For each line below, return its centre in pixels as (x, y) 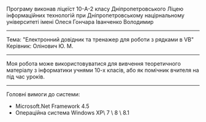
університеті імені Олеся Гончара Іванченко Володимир (80, 22)
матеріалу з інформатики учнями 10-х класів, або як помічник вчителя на (103, 70)
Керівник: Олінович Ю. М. (40, 46)
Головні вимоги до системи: (43, 94)
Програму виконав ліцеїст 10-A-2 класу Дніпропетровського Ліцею (95, 9)
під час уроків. (25, 77)
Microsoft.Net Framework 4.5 (52, 106)
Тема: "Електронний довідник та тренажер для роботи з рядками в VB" (100, 40)
